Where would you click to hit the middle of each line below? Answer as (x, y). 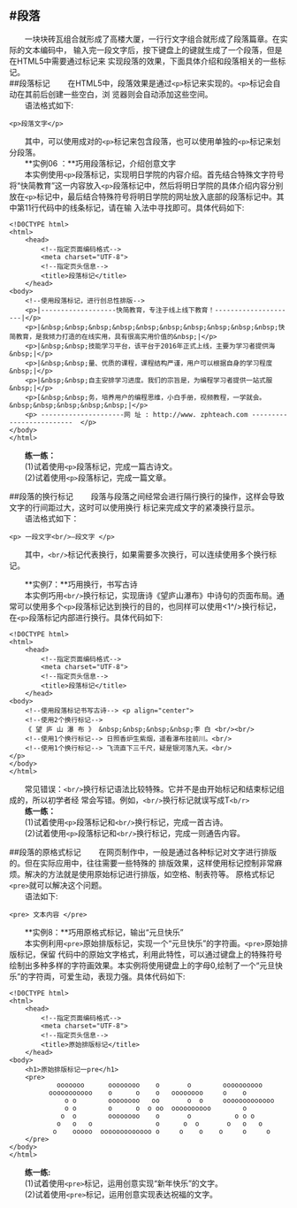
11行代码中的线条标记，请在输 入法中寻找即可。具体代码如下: (134, 207)
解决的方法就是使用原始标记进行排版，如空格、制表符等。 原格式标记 (149, 873)
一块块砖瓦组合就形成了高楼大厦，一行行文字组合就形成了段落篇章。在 (152, 39)
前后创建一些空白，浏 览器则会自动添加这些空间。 (122, 94)
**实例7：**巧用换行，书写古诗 (81, 584)
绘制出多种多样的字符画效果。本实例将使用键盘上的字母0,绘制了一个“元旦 (142, 965)
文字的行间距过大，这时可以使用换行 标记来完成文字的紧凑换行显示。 (134, 507)
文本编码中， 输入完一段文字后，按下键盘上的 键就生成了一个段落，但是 (153, 50)
